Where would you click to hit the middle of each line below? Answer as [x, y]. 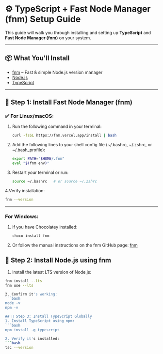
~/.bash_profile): [28, 150]
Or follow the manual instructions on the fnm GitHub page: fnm [75, 245]
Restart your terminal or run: [40, 172]
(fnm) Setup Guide [43, 19]
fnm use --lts [19, 285]
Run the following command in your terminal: [57, 126]
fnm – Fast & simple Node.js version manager [57, 72]
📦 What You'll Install [37, 58]
